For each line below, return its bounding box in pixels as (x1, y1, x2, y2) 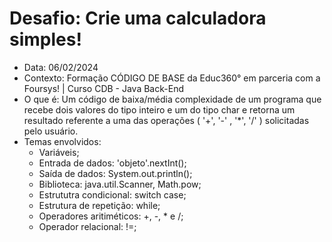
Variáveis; (38, 146, 80, 158)
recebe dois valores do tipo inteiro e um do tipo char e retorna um (23, 103, 296, 116)
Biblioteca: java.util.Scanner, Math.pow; (38, 178, 202, 190)
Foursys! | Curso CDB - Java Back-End (23, 82, 184, 94)
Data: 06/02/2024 (23, 61, 99, 73)
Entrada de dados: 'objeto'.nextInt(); (38, 157, 187, 169)
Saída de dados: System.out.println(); (38, 167, 193, 179)
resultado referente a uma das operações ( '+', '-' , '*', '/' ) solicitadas (23, 114, 310, 126)
